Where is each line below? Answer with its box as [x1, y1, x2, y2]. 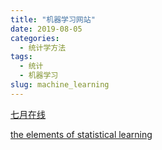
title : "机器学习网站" [10, 14, 96, 25]
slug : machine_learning [10, 80, 110, 90]
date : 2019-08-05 [10, 24, 83, 34]
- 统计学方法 [19, 42, 67, 53]
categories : [10, 33, 60, 43]
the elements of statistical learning [10, 128, 153, 140]
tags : [10, 52, 33, 62]
